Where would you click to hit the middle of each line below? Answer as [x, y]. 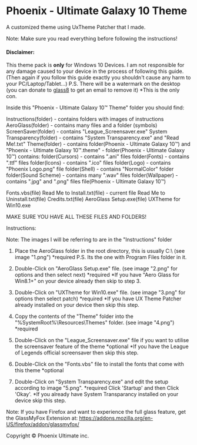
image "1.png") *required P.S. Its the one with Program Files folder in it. [101, 257]
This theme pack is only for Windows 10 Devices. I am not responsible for [95, 65]
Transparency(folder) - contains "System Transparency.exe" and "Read [93, 138]
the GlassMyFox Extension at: [42, 418]
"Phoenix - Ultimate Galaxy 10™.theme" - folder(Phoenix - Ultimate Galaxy [96, 150]
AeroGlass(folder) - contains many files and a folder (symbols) [82, 125]
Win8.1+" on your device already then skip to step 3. [78, 281]
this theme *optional [39, 370]
